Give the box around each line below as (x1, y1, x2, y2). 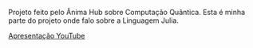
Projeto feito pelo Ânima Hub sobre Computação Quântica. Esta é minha (8, 8, 246, 17)
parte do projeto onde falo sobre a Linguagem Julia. (8, 16, 180, 25)
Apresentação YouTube (8, 31, 85, 40)
